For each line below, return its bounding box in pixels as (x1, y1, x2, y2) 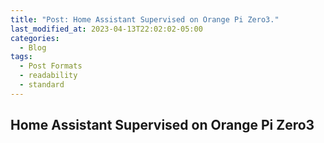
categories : (10, 33, 60, 43)
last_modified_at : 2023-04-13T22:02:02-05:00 (10, 24, 203, 34)
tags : (10, 52, 33, 62)
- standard (19, 80, 65, 90)
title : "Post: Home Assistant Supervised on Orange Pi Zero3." (10, 14, 280, 25)
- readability (19, 71, 78, 81)
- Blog (19, 42, 47, 53)
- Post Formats (19, 61, 83, 71)
